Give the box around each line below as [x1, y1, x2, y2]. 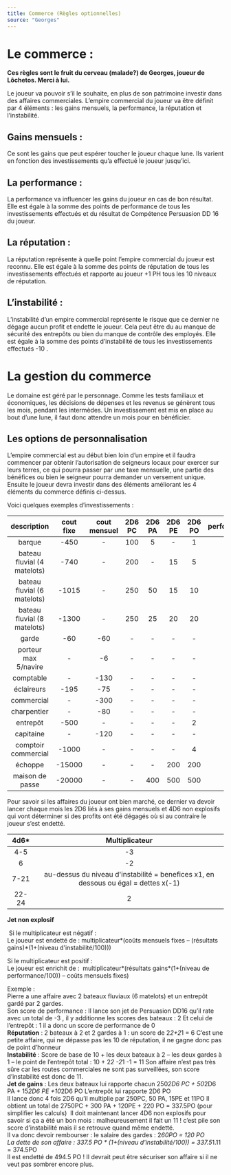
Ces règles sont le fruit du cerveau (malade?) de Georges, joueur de [7, 69, 205, 77]
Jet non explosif [7, 916, 54, 924]
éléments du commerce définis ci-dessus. [7, 487, 126, 496]
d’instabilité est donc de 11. [7, 1073, 84, 1081]
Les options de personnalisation [7, 433, 148, 445]
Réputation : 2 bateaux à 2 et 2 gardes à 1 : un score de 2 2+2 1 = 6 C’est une [7, 1029, 223, 1037]
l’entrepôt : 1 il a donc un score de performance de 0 [7, 1022, 156, 1030]
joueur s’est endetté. [7, 820, 65, 828]
